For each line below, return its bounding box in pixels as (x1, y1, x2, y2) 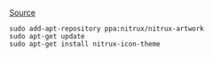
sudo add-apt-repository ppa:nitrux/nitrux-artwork (9, 25, 204, 33)
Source (9, 8, 35, 18)
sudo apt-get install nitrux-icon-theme (9, 39, 162, 48)
